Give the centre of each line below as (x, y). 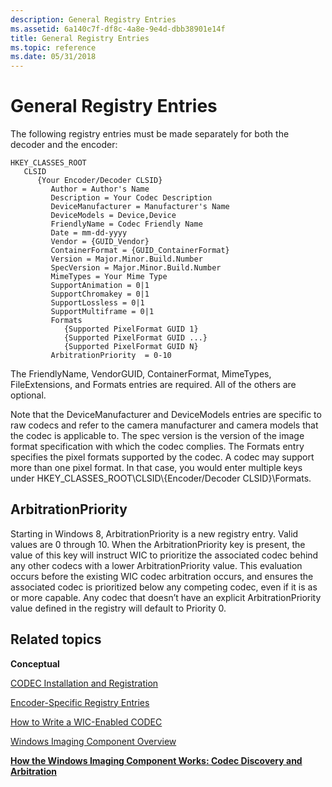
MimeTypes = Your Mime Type (109, 277)
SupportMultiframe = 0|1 (102, 312)
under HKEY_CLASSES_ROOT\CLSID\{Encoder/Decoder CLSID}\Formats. (161, 478)
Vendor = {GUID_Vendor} (100, 242)
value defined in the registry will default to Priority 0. (118, 608)
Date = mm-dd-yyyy (89, 233)
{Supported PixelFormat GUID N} (131, 347)
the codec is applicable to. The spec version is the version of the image (157, 436)
